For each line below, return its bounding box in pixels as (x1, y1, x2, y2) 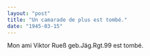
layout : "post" (7, 10, 51, 17)
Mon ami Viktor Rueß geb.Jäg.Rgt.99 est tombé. (7, 42, 144, 50)
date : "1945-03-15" (7, 23, 63, 29)
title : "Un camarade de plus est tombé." (7, 16, 128, 23)
